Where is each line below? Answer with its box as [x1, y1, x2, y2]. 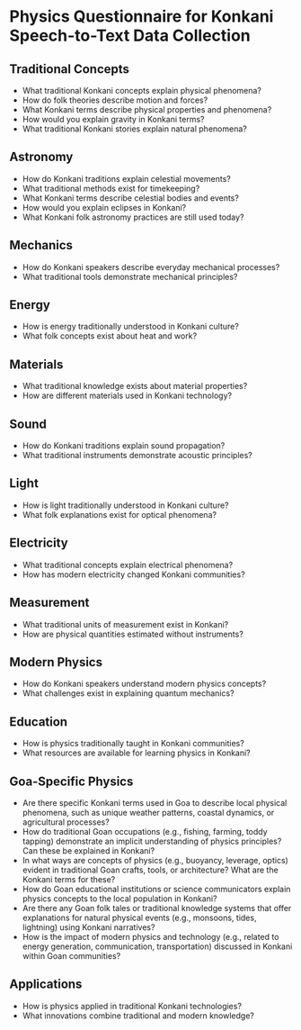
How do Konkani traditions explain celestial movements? [22, 173, 231, 184]
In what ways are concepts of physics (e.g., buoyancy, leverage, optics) [22, 854, 289, 865]
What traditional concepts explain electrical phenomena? [22, 559, 234, 570]
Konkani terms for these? [22, 873, 116, 884]
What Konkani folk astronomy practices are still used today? [22, 212, 244, 222]
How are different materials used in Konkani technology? [22, 390, 232, 402]
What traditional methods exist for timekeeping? [22, 183, 200, 194]
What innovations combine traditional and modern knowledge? [22, 1010, 254, 1021]
